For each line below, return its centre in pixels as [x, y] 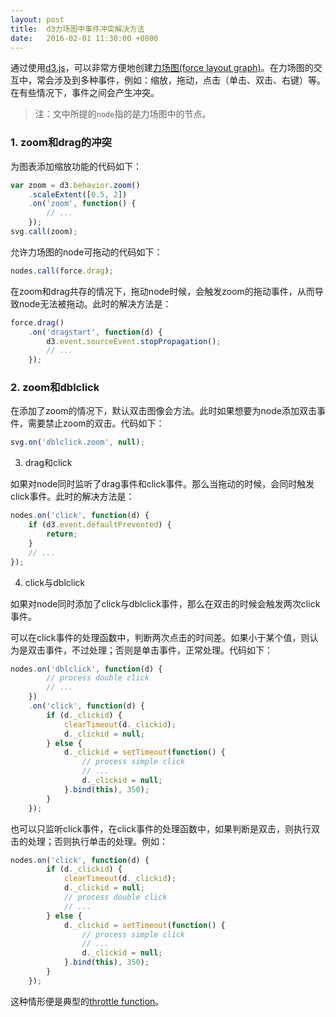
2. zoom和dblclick [55, 388]
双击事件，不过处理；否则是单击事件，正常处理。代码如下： [150, 650]
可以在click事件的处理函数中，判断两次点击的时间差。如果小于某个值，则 [160, 637]
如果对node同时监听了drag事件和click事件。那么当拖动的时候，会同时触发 [162, 484]
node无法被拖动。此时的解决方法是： [95, 303]
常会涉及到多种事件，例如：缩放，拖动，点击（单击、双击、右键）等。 [181, 80]
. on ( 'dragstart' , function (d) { [95, 332]
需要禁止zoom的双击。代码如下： [96, 423]
